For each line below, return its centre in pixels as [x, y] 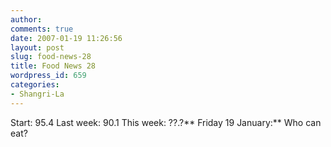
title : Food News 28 [53, 66]
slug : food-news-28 [51, 57]
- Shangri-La [37, 94]
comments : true [42, 29]
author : [26, 19]
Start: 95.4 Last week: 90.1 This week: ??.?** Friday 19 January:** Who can [166, 122]
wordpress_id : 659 [48, 76]
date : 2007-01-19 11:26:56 [66, 38]
